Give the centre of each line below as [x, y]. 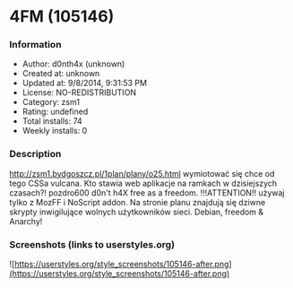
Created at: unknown [61, 74]
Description [35, 154]
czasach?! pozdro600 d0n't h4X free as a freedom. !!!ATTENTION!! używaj [147, 192]
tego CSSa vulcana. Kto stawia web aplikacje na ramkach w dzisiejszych [143, 183]
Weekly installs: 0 [55, 131]
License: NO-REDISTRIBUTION [79, 92]
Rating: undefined [55, 112]
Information [35, 45]
